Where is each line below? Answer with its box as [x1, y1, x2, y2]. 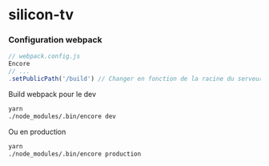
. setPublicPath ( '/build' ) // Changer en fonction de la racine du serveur [8, 75, 263, 83]
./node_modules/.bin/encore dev [8, 112, 116, 120]
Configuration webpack [8, 34, 102, 46]
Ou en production [8, 127, 66, 136]
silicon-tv [8, 6, 74, 24]
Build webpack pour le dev [8, 89, 97, 99]
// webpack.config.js [8, 52, 81, 61]
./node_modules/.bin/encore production [8, 150, 142, 158]
